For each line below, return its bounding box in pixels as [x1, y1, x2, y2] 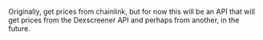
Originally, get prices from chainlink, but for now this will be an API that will [8, 7, 255, 16]
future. [8, 24, 30, 33]
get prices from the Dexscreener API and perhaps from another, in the [8, 15, 240, 25]
